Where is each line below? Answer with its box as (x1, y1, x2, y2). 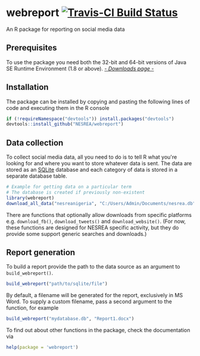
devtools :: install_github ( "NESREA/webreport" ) (6, 121, 124, 127)
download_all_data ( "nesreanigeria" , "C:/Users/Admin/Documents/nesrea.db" (6, 200, 196, 206)
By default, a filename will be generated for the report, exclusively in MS (6, 292, 183, 299)
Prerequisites (6, 43, 57, 53)
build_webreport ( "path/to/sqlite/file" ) (6, 281, 108, 287)
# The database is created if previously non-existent (6, 190, 145, 196)
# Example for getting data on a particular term (6, 184, 132, 190)
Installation (6, 82, 49, 92)
